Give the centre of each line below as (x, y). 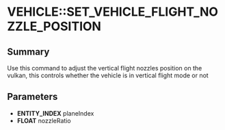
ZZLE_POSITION (54, 26)
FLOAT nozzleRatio (44, 120)
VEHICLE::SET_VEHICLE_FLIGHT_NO (113, 12)
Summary (28, 52)
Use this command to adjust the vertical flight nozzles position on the (105, 68)
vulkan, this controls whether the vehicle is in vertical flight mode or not (108, 75)
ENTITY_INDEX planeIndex (55, 113)
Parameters (32, 97)
